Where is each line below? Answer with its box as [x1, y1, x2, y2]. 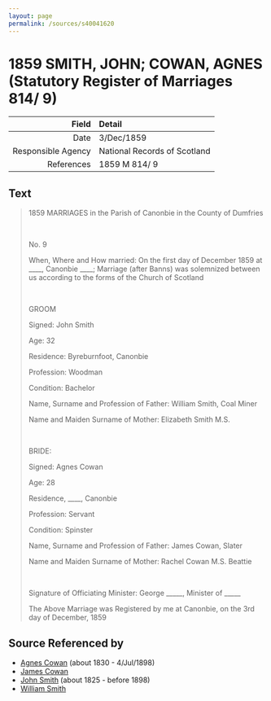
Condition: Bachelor [28, 383, 95, 393]
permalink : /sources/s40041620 [8, 20, 115, 28]
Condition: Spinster [28, 525, 94, 535]
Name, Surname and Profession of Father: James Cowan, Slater [28, 541, 243, 550]
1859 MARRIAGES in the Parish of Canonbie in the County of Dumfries [28, 208, 264, 218]
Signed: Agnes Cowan [28, 462, 103, 472]
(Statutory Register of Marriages [8, 72, 234, 90]
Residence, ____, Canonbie [28, 493, 118, 503]
